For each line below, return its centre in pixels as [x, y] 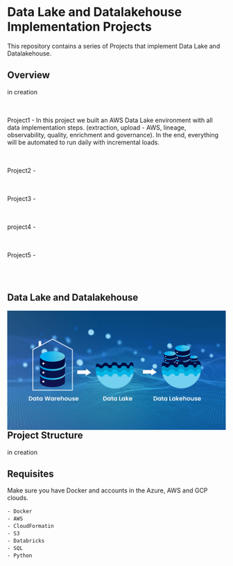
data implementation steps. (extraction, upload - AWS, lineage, [97, 127]
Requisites [31, 474]
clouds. [18, 498]
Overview [29, 75]
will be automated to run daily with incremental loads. [83, 142]
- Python [20, 556]
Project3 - [21, 198]
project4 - [21, 227]
